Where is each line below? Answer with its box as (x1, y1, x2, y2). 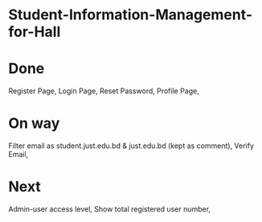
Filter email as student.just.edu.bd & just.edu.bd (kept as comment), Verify (8, 141, 255, 150)
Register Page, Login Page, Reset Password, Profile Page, (8, 86, 199, 96)
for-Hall (8, 23, 61, 41)
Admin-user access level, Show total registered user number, (8, 204, 211, 214)
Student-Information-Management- (8, 6, 253, 24)
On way (8, 114, 60, 133)
